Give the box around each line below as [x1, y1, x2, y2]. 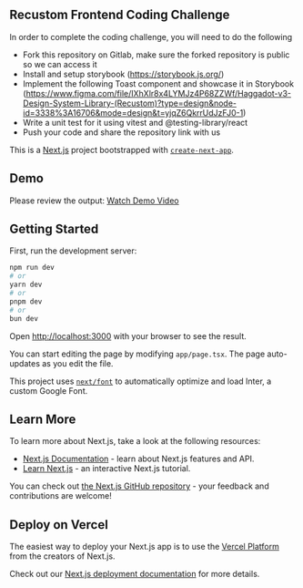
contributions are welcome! [9, 490, 112, 501]
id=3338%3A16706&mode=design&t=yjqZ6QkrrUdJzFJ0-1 [22, 107, 244, 118]
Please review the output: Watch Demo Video [9, 195, 179, 206]
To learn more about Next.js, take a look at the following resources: [9, 436, 261, 447]
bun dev [9, 314, 39, 323]
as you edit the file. [42, 357, 114, 368]
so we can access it [22, 58, 97, 69]
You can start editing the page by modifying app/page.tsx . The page [9, 348, 266, 359]
